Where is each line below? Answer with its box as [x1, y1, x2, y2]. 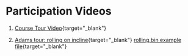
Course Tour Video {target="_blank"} [14, 24, 107, 32]
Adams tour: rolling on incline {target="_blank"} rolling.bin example [14, 36, 181, 43]
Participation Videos [5, 4, 112, 18]
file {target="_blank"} [14, 43, 67, 50]
